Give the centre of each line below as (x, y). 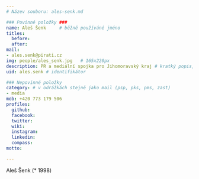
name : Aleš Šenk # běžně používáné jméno (63, 28)
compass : (22, 143)
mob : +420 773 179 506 (34, 99)
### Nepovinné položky (34, 82)
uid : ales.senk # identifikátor (46, 71)
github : (21, 110)
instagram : (25, 132)
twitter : (22, 121)
